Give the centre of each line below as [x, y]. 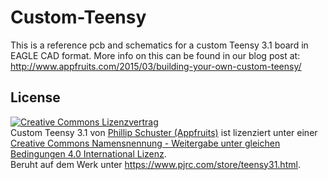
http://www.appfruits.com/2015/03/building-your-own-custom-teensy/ [156, 66]
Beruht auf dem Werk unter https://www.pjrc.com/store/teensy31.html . [155, 164]
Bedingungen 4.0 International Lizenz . [88, 153]
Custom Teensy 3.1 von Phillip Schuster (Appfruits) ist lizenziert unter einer [164, 132]
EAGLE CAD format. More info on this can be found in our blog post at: [155, 55]
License [35, 97]
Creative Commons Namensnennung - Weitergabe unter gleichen [145, 143]
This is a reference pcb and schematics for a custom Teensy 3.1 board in [159, 45]
